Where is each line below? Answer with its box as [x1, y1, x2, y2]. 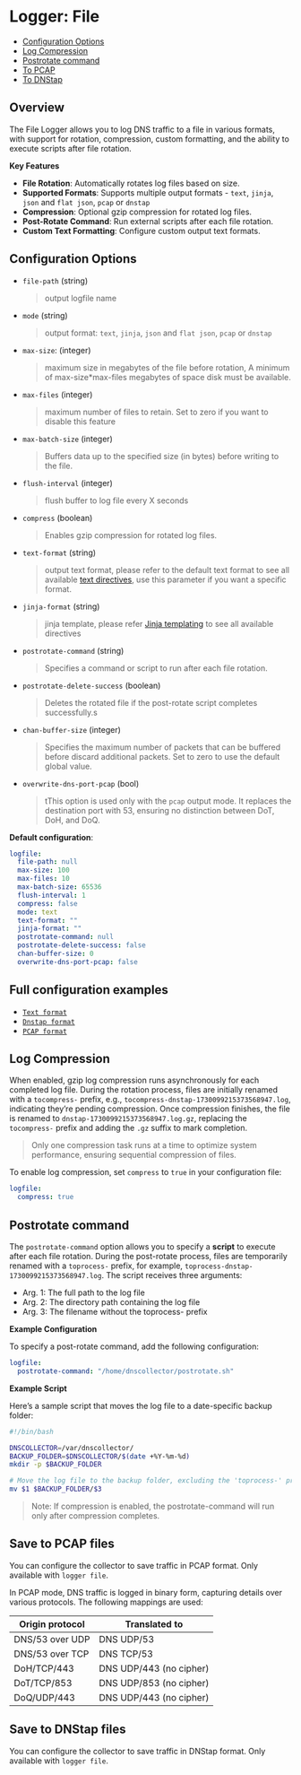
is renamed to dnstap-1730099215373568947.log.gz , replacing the [9, 1113, 248, 1124]
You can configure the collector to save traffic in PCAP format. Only [9, 1560, 258, 1571]
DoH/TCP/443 [13, 1662, 74, 1675]
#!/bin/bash [9, 1427, 54, 1436]
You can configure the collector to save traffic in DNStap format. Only [9, 1745, 266, 1756]
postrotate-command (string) [21, 645, 125, 656]
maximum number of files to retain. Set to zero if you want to [44, 406, 269, 417]
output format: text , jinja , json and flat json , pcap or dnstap [44, 327, 272, 338]
